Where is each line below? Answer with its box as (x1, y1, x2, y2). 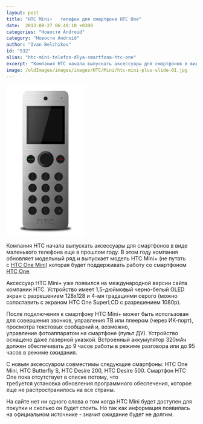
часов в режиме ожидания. (6, 349, 77, 356)
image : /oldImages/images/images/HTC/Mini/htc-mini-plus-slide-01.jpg (6, 67, 188, 73)
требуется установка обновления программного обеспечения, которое (6, 379, 192, 387)
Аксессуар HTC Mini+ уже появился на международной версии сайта (6, 279, 187, 286)
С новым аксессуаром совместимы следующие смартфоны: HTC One (6, 360, 188, 368)
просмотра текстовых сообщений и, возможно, (6, 323, 130, 330)
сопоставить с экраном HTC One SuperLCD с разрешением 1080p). (6, 298, 181, 306)
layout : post (6, 10, 39, 16)
